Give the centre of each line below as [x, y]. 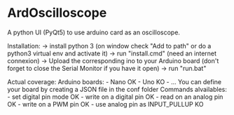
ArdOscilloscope [57, 13]
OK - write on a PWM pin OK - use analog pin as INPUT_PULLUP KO [105, 104]
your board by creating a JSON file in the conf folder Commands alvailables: [117, 89]
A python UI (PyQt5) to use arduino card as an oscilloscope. [94, 32]
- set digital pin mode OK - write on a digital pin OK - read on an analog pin [115, 97]
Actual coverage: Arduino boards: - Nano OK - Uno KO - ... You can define [115, 81]
